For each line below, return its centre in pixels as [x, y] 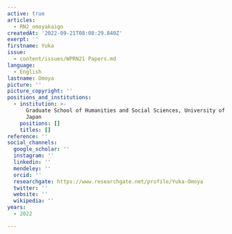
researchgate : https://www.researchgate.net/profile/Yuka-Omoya [108, 181]
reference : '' [28, 136]
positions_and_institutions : [49, 98]
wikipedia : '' [34, 201]
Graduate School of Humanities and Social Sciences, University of [125, 110]
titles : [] [35, 130]
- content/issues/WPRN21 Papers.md [65, 59]
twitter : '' [31, 188]
